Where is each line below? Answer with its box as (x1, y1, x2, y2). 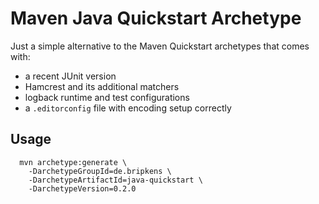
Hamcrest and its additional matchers (24, 80, 180, 92)
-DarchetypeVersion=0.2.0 (28, 183, 137, 194)
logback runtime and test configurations (24, 91, 190, 103)
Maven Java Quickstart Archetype (10, 7, 302, 30)
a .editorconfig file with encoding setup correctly (24, 102, 232, 114)
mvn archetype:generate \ (19, 157, 128, 167)
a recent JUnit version (24, 70, 117, 82)
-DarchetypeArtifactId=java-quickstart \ (28, 175, 203, 185)
